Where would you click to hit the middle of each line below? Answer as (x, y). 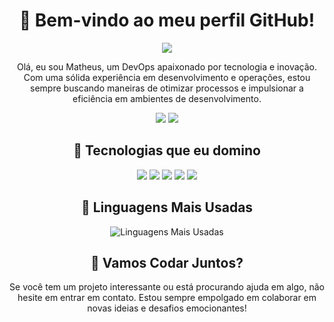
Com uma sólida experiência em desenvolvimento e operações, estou (167, 77)
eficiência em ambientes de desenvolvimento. (167, 98)
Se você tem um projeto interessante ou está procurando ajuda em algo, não (167, 287)
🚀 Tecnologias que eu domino (167, 150)
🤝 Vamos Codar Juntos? (167, 262)
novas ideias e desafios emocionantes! (167, 308)
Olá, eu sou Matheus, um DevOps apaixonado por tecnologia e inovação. (167, 66)
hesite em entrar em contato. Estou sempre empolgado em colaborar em (167, 298)
